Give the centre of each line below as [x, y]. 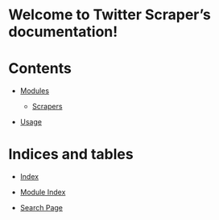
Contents [40, 69]
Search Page [41, 208]
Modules [35, 91]
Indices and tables [71, 155]
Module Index [43, 192]
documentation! [63, 32]
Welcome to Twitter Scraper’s [109, 15]
